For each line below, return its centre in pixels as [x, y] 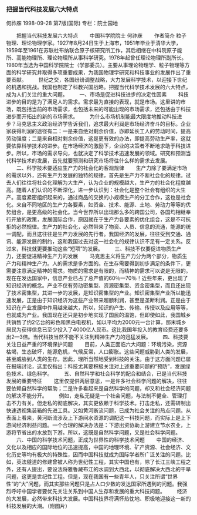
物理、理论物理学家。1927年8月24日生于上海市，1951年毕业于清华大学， [94, 43]
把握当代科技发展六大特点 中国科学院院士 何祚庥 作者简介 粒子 [101, 36]
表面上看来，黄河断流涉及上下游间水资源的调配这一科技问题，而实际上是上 [96, 418]
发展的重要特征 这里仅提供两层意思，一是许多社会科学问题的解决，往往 [97, 381]
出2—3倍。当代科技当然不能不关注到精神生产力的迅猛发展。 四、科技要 [97, 337]
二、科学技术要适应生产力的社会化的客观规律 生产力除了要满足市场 [102, 168]
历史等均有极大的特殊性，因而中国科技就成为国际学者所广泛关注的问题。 [98, 454]
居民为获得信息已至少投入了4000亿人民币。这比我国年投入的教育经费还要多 [97, 330]
